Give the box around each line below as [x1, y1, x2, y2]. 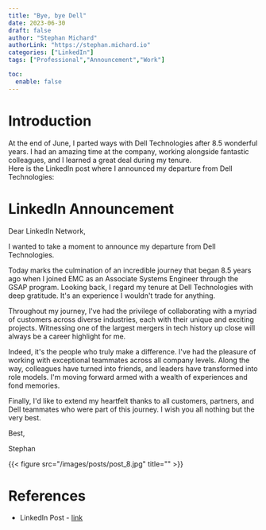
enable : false [15, 77, 62, 86]
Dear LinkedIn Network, [8, 226, 86, 235]
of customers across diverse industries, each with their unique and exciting [8, 315, 254, 324]
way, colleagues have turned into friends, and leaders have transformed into [8, 363, 258, 373]
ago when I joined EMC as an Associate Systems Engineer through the [8, 273, 239, 283]
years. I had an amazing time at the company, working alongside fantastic [8, 146, 249, 156]
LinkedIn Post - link [19, 513, 83, 523]
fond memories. [8, 381, 60, 390]
